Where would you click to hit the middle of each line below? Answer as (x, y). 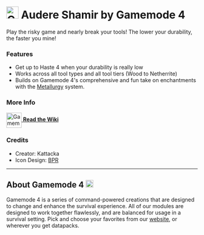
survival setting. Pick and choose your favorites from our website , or (92, 219)
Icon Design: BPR (37, 160)
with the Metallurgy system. (50, 87)
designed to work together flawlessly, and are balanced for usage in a (93, 212)
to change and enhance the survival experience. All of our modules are (95, 206)
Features (20, 54)
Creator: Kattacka (37, 153)
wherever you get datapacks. (43, 225)
